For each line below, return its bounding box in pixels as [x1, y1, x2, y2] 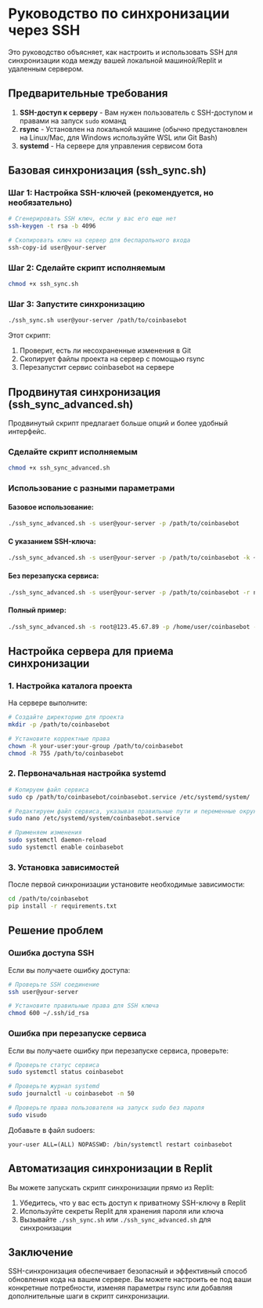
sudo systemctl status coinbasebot [8, 1069, 124, 1076]
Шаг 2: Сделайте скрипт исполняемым [8, 262, 166, 273]
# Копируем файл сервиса [8, 786, 89, 794]
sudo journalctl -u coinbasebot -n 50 [8, 1090, 135, 1098]
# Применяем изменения [8, 829, 82, 837]
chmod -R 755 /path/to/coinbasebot [8, 749, 124, 758]
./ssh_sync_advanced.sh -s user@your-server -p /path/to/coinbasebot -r [8, 588, 250, 597]
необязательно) [8, 197, 73, 208]
